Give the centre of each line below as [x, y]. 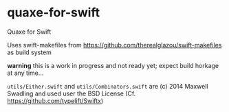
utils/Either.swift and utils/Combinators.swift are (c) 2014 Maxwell [108, 86]
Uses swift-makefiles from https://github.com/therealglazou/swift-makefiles [115, 45]
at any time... [25, 73]
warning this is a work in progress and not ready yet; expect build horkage [113, 65]
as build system [29, 52]
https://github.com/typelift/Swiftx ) [55, 100]
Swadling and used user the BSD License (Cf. [72, 93]
